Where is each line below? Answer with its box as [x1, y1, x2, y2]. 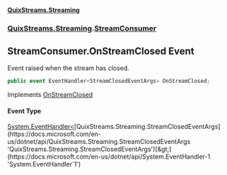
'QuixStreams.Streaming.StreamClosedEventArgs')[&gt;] [7, 145, 172, 154]
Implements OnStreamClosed [7, 91, 93, 99]
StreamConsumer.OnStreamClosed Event [7, 45, 194, 57]
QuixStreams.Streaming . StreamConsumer [7, 23, 157, 33]
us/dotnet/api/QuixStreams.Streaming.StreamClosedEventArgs [7, 137, 191, 146]
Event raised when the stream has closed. [7, 64, 129, 72]
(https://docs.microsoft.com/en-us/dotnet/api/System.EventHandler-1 [7, 152, 211, 161]
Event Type [7, 106, 42, 115]
